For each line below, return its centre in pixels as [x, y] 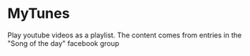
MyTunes [39, 14]
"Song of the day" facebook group [63, 43]
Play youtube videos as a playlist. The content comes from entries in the [125, 35]
